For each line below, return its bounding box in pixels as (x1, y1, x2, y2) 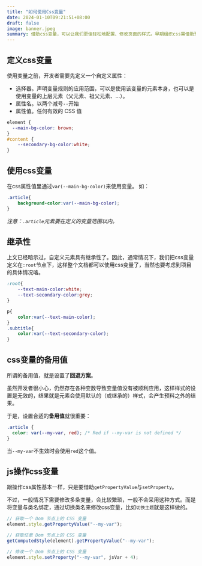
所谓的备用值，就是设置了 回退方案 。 (7, 372, 97, 379)
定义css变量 (7, 55, 52, 65)
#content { (7, 136, 34, 142)
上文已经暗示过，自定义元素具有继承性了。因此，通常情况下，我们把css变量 (7, 254, 194, 261)
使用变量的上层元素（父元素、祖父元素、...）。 (15, 92, 128, 99)
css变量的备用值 (7, 354, 68, 365)
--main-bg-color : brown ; (12, 125, 74, 131)
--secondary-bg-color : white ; (17, 142, 91, 148)
